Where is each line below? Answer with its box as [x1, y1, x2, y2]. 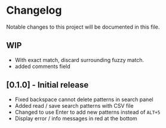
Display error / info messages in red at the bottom [14, 114, 137, 122]
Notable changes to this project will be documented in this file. [6, 23, 160, 30]
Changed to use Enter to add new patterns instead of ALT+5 [14, 108, 161, 115]
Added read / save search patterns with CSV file [14, 102, 134, 109]
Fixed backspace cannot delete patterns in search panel [14, 96, 153, 103]
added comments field [14, 63, 70, 70]
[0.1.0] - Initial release [6, 80, 89, 90]
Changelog [6, 4, 62, 17]
